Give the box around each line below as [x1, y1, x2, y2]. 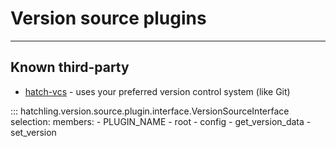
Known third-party [10, 59, 130, 76]
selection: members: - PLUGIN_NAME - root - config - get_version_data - [10, 115, 312, 127]
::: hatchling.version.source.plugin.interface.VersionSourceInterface [10, 105, 290, 117]
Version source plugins [10, 7, 207, 30]
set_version [10, 126, 57, 138]
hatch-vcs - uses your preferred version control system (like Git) [24, 85, 291, 97]
